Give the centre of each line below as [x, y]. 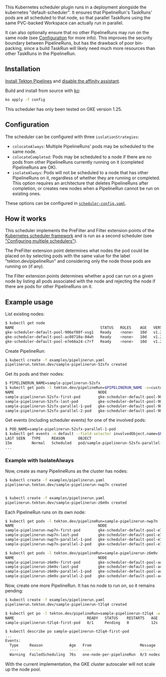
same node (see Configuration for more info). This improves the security [79, 38]
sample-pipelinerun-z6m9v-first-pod [43, 562]
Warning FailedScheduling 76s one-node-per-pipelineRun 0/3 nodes [85, 654]
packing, [14, 48]
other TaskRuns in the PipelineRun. [41, 53]
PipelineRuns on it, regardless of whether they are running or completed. [86, 178]
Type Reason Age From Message [83, 645]
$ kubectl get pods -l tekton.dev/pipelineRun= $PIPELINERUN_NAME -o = [78, 388]
